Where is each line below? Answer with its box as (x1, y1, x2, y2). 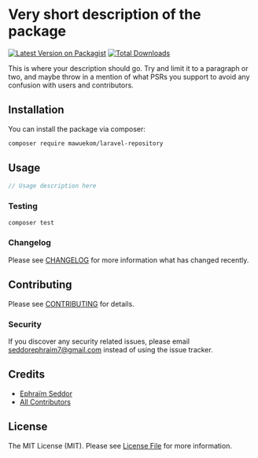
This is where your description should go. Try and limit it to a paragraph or (8, 63, 249, 73)
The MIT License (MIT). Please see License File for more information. (8, 441, 232, 450)
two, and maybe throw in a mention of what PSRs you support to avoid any (8, 72, 250, 81)
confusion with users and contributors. (8, 80, 134, 90)
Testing (8, 201, 38, 212)
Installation (8, 103, 64, 117)
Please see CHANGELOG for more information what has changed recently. (8, 255, 249, 265)
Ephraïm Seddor (19, 389, 73, 398)
